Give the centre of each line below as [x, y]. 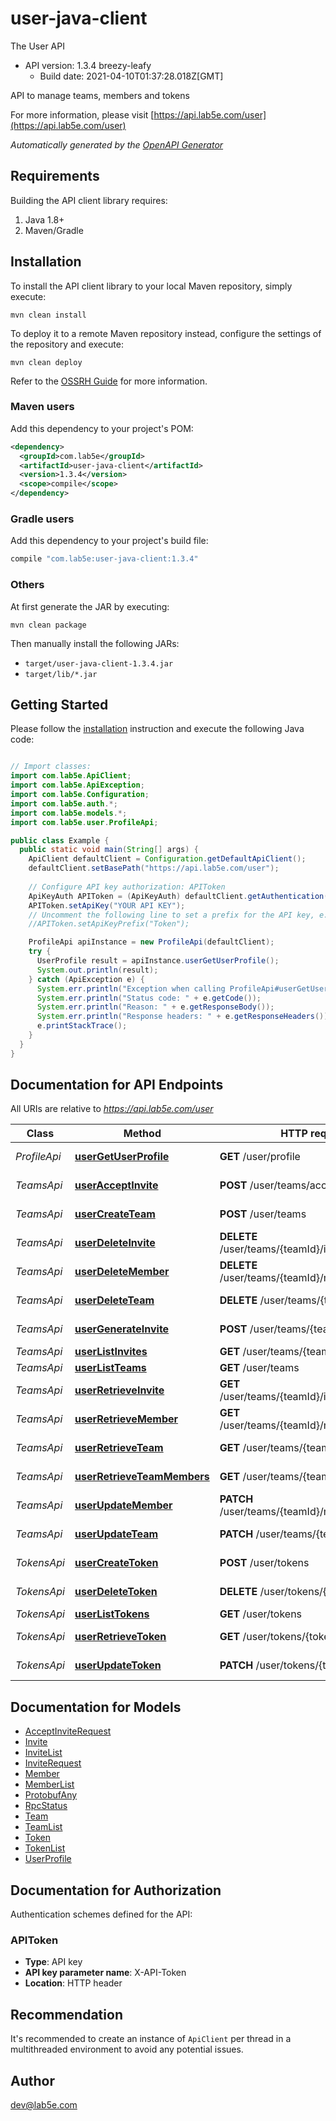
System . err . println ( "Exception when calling [131, 988]
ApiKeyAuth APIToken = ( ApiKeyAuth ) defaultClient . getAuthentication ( [178, 896]
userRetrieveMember [126, 1419]
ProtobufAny [51, 1795]
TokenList [45, 1848]
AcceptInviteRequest [68, 1731]
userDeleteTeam [114, 1300]
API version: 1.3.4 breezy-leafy [88, 65]
